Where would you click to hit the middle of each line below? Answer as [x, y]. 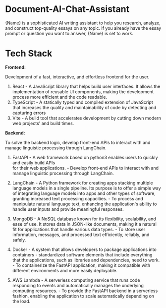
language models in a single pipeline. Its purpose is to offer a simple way [86, 188]
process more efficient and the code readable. [60, 97]
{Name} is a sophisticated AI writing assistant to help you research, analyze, [83, 23]
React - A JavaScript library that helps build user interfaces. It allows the [86, 86]
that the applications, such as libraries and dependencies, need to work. [86, 260]
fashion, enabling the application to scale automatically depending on [83, 296]
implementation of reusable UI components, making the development [83, 92]
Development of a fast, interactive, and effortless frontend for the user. [77, 77]
